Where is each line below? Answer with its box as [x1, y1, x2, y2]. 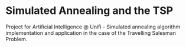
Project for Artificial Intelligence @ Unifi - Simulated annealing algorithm [5, 23, 181, 30]
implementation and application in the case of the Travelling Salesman [5, 29, 177, 36]
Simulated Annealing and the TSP [5, 4, 174, 17]
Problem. [5, 35, 28, 42]
